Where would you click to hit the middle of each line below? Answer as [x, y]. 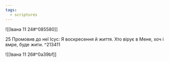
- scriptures [24, 15]
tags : [11, 10]
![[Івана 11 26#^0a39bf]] [31, 54]
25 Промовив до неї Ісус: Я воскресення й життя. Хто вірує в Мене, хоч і [85, 39]
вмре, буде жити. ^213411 [33, 44]
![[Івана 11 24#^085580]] [31, 29]
